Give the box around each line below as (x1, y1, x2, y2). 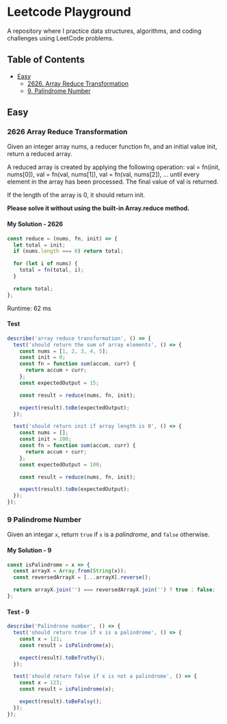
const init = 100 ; (19, 436, 72, 442)
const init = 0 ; (19, 354, 66, 361)
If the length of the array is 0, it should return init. (7, 191, 146, 199)
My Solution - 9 (7, 546, 52, 554)
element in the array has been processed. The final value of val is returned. (7, 177, 219, 186)
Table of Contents (7, 54, 85, 66)
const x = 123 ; (19, 679, 63, 686)
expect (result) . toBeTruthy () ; (19, 654, 106, 661)
